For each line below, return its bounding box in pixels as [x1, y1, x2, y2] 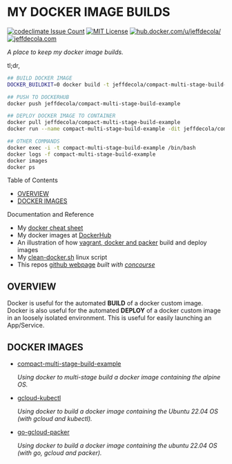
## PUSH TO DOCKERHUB [7, 93, 70, 100]
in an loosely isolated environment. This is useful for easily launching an [7, 314, 212, 322]
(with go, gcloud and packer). [17, 449, 102, 457]
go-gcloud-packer [17, 428, 70, 436]
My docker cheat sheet [17, 224, 84, 232]
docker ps [7, 163, 36, 170]
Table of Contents [7, 176, 59, 184]
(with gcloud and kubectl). [17, 415, 93, 423]
